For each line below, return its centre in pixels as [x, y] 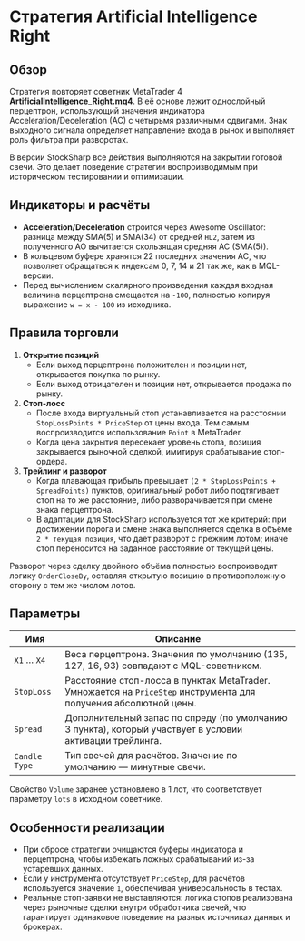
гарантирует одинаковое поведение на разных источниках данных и [156, 917]
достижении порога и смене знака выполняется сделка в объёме [164, 528]
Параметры [45, 614]
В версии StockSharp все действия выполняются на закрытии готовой [146, 157]
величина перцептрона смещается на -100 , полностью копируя [146, 295]
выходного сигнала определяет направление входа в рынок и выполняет [152, 130]
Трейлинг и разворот [64, 471]
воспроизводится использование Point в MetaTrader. [139, 432]
